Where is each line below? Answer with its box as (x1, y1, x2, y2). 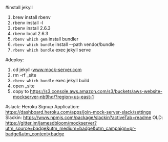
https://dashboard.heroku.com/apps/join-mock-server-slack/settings (5, 109, 151, 115)
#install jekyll (5, 5, 33, 10)
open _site (12, 83, 35, 89)
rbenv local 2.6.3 (12, 31, 49, 36)
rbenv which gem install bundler (12, 36, 78, 42)
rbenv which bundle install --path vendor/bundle (12, 41, 115, 48)
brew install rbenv (12, 14, 51, 20)
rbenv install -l (12, 20, 44, 26)
